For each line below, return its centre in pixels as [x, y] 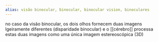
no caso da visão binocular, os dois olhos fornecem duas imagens [74, 24]
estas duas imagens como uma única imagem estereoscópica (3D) [74, 34]
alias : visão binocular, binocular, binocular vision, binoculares [77, 10]
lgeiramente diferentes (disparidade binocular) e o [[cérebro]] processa [79, 29]
